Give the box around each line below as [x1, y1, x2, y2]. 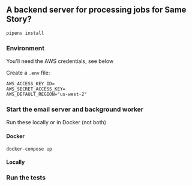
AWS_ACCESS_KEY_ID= [6, 81, 55, 87]
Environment [6, 44, 45, 52]
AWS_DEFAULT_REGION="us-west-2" [6, 91, 87, 98]
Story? [6, 14, 32, 25]
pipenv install [6, 30, 44, 36]
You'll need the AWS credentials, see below [6, 58, 114, 65]
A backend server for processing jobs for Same [6, 5, 187, 15]
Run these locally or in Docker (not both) [6, 119, 107, 126]
